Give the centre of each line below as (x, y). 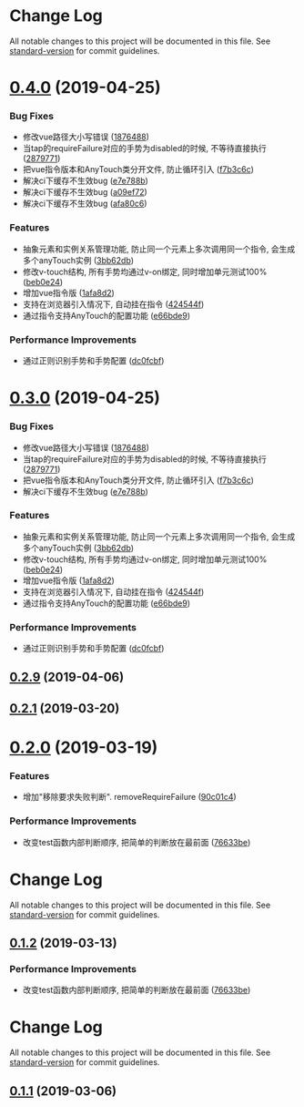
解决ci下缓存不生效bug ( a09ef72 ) (85, 192)
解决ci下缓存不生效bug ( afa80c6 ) (85, 204)
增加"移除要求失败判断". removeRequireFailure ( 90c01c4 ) (129, 797)
